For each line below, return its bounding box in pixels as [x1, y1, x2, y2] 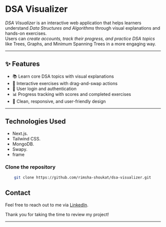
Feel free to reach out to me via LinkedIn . [5, 202, 89, 208]
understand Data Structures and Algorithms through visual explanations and [5, 25, 161, 31]
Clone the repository [5, 164, 56, 171]
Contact [5, 189, 31, 197]
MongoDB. [12, 141, 35, 147]
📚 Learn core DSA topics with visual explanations [12, 73, 114, 79]
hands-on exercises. [5, 30, 47, 36]
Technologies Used [5, 117, 66, 126]
